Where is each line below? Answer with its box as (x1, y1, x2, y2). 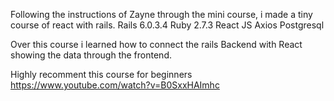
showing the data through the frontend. (10, 49, 172, 61)
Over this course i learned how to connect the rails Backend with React (10, 39, 303, 50)
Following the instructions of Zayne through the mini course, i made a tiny (10, 9, 313, 20)
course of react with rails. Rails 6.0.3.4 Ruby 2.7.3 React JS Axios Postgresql (10, 19, 325, 31)
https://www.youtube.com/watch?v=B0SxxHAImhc (10, 79, 220, 91)
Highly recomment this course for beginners (10, 69, 193, 80)
